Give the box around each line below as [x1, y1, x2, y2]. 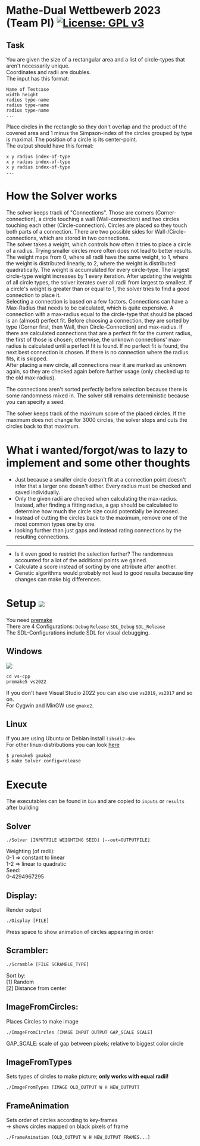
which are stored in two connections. [39, 234, 130, 241]
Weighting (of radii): [6, 848, 55, 855]
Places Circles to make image [6, 1018, 79, 1025]
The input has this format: [6, 75, 70, 82]
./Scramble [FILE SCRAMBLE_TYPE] [6, 961, 89, 967]
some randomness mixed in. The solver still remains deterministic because [6, 392, 189, 399]
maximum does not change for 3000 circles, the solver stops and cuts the [6, 416, 187, 423]
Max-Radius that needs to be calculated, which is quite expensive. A [6, 304, 174, 311]
